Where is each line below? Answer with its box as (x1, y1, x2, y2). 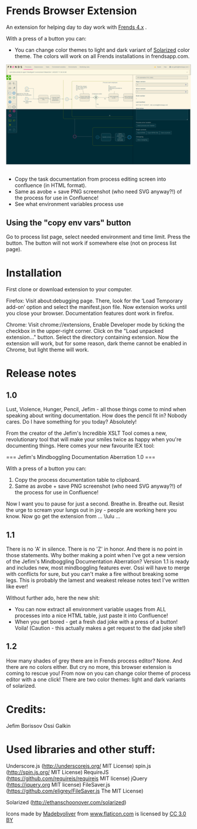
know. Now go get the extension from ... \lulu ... (6, 513, 121, 520)
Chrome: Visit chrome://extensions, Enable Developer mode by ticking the (6, 321, 185, 328)
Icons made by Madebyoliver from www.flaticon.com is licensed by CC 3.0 (6, 810, 186, 817)
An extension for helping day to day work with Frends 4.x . (6, 24, 147, 31)
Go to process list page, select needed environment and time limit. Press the (6, 234, 191, 241)
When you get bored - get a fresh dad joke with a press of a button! (14, 618, 178, 625)
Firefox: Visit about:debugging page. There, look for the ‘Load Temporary (6, 297, 183, 304)
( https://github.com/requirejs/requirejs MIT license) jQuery (6, 775, 148, 782)
